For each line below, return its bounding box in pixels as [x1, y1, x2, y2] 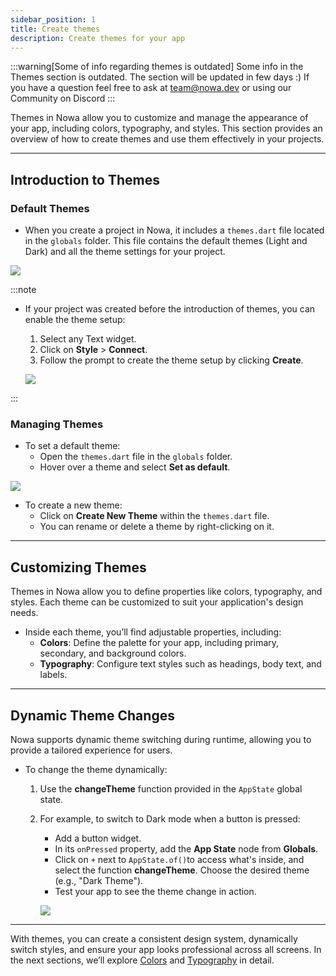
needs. [10, 607, 39, 619]
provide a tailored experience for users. [10, 744, 173, 756]
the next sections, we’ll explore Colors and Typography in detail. [10, 954, 275, 966]
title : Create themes [10, 24, 101, 34]
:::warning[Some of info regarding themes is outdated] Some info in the [10, 61, 304, 73]
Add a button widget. [54, 832, 142, 844]
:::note [10, 284, 37, 296]
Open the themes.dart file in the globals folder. [39, 451, 233, 463]
